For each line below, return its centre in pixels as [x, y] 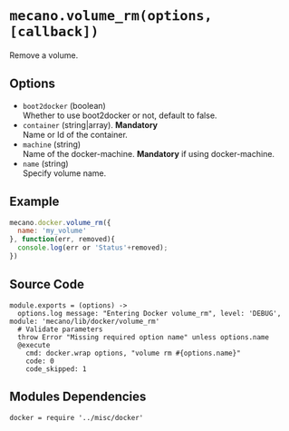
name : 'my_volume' [53, 231]
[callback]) [54, 32]
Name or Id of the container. [75, 134]
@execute [34, 345]
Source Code [47, 284]
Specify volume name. [64, 173]
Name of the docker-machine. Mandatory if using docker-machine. [148, 153]
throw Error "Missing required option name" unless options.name [144, 337]
